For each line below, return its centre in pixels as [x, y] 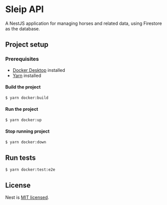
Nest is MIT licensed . [27, 197]
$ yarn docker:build [27, 98]
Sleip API [25, 9]
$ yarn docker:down [26, 142]
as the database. [23, 28]
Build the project [23, 87]
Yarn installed [27, 75]
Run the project [22, 109]
